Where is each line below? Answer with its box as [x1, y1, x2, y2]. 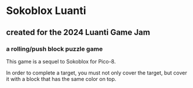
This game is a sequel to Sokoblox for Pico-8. [6, 58, 116, 65]
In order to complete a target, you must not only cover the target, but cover [6, 69, 188, 76]
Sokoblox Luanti [6, 4, 86, 17]
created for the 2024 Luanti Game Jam [6, 27, 151, 37]
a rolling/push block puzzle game [6, 45, 103, 53]
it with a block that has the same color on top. [6, 75, 117, 82]
